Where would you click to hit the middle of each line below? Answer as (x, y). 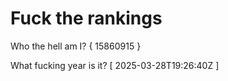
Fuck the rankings (86, 18)
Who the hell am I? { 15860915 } (76, 46)
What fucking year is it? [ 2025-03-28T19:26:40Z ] (115, 65)
